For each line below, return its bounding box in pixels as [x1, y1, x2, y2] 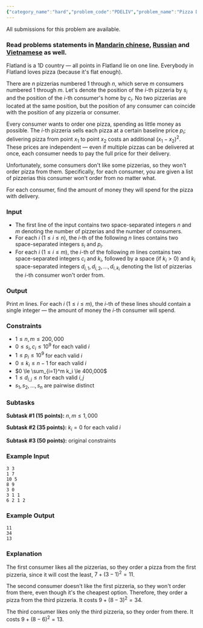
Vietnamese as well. [6, 48, 67, 56]
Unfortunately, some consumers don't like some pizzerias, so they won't [6, 161, 186, 169]
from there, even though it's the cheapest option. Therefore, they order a [6, 589, 188, 596]
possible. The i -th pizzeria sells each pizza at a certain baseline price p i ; [6, 126, 186, 135]
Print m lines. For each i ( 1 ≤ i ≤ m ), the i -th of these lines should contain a [6, 300, 192, 308]
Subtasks [6, 398, 35, 407]
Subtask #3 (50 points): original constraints [6, 436, 117, 444]
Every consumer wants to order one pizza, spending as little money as [6, 120, 181, 128]
